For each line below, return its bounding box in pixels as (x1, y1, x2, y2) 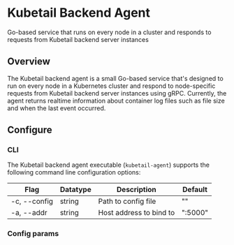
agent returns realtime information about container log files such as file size (7, 96, 225, 105)
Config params (7, 229, 59, 239)
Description (116, 185, 156, 195)
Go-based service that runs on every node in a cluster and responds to (7, 28, 212, 36)
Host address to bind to (98, 208, 175, 218)
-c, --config (10, 197, 54, 207)
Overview (7, 56, 51, 68)
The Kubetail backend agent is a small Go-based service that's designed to (7, 74, 224, 82)
